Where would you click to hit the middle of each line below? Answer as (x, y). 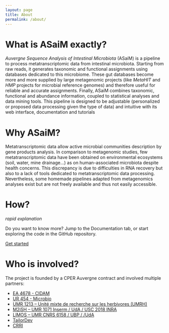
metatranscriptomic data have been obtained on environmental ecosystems (84, 157)
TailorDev (23, 320)
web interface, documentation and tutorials (50, 112)
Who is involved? (42, 264)
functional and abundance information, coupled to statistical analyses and (82, 96)
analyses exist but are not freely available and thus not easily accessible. (81, 184)
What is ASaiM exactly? (56, 44)
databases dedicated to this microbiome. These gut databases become (79, 74)
